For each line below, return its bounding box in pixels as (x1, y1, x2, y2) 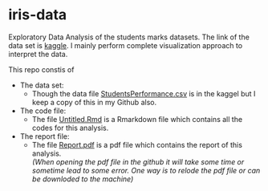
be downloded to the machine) (31, 174, 134, 184)
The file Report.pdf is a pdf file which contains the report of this (31, 140, 243, 149)
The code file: (19, 106, 67, 116)
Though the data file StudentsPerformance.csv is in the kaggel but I (31, 88, 256, 98)
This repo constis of (8, 64, 75, 74)
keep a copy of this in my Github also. (31, 97, 157, 107)
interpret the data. (8, 49, 68, 59)
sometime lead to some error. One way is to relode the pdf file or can (31, 165, 261, 175)
